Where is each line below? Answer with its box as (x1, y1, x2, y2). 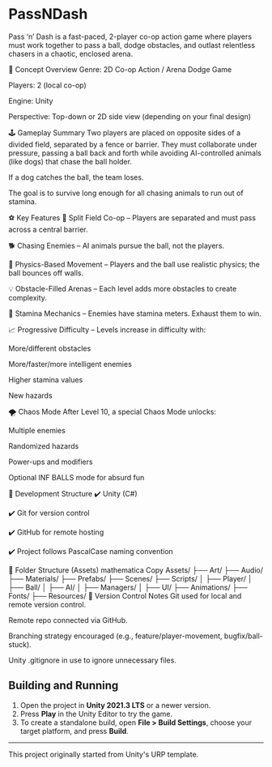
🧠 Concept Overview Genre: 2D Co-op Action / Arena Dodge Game (8, 64, 232, 74)
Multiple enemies (8, 425, 66, 435)
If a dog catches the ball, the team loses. (8, 172, 144, 182)
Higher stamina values (8, 374, 83, 385)
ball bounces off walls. (8, 268, 83, 278)
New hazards (8, 390, 53, 400)
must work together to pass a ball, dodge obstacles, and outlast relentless (8, 40, 256, 49)
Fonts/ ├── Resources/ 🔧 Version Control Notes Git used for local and (8, 590, 242, 600)
